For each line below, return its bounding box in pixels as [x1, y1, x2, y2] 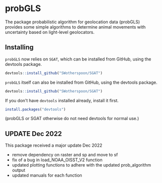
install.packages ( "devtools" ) [5, 107, 66, 112]
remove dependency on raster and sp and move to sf [12, 152, 118, 158]
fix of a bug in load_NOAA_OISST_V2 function [12, 157, 103, 163]
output [12, 168, 26, 173]
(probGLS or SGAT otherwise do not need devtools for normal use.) [5, 116, 139, 122]
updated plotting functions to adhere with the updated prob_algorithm [12, 162, 151, 168]
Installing [5, 43, 34, 51]
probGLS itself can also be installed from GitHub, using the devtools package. [5, 79, 158, 85]
